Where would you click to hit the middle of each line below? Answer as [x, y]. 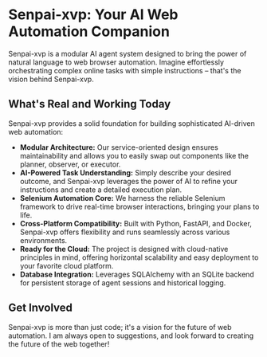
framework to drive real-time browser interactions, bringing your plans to [139, 206]
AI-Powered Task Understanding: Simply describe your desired [126, 172]
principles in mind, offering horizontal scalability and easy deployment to [139, 257]
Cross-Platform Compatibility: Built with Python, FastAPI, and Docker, [136, 223]
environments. [43, 240]
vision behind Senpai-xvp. [51, 79]
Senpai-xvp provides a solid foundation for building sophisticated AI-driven [132, 123]
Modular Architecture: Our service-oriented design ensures [119, 147]
